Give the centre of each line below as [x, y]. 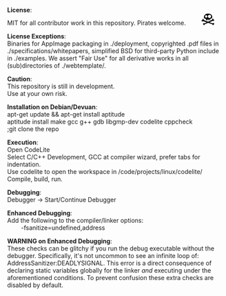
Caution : [20, 79]
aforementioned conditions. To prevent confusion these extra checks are [111, 278]
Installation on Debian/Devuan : [52, 107]
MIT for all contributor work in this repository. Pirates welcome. [96, 23]
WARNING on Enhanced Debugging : [60, 241]
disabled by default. [35, 285]
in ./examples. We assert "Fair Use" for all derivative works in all [98, 58]
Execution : [23, 142]
